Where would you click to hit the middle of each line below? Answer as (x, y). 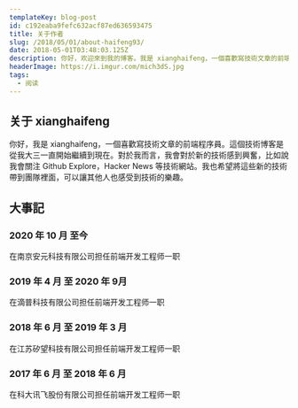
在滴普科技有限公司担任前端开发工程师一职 (87, 303)
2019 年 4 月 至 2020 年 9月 (68, 281)
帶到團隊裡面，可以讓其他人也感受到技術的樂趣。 (98, 177)
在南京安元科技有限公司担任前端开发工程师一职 (94, 257)
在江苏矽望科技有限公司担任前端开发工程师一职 (94, 348)
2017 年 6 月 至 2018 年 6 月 (68, 373)
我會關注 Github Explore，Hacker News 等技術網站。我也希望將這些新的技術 (149, 166)
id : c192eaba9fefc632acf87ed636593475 (81, 26)
